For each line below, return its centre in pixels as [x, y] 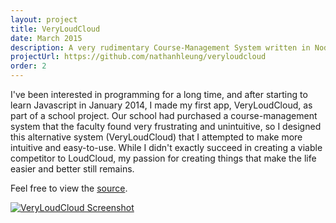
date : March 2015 [46, 38]
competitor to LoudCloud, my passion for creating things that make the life [163, 158]
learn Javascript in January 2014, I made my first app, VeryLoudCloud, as [161, 105]
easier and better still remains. [72, 169]
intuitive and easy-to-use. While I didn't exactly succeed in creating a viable [166, 147]
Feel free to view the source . [69, 188]
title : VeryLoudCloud [55, 29]
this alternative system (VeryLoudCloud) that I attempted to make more [156, 137]
